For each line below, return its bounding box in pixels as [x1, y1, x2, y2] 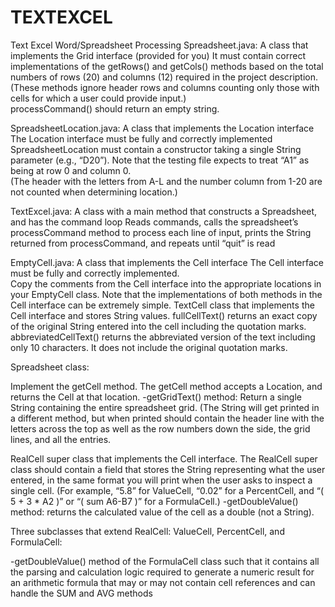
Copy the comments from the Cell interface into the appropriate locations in [10, 277, 322, 290]
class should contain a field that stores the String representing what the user [10, 463, 326, 475]
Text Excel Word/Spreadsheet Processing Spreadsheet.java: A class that [10, 39, 309, 51]
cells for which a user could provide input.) [10, 92, 187, 104]
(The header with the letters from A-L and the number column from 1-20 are [10, 175, 323, 187]
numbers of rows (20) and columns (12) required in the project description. [10, 71, 319, 83]
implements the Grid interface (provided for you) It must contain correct [10, 49, 307, 61]
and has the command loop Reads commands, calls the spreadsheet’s [10, 216, 299, 228]
